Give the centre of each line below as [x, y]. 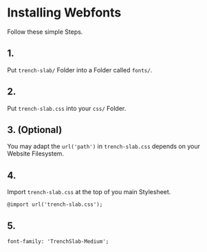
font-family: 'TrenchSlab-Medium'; [58, 242]
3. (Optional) [35, 130]
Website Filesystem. [35, 154]
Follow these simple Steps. [45, 32]
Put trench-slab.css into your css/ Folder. [67, 108]
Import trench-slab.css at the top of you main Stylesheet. [89, 192]
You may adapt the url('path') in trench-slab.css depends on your [104, 147]
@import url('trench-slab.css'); [55, 204]
